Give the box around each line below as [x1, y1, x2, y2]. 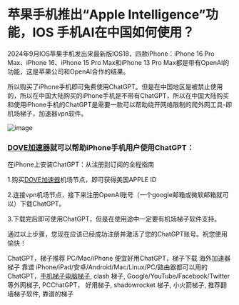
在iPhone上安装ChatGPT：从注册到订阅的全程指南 [7, 160, 155, 169]
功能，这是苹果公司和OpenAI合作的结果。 [7, 67, 130, 76]
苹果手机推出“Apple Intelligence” [7, 6, 206, 23]
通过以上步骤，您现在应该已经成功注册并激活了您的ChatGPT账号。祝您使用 [7, 230, 228, 239]
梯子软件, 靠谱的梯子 [13, 290, 73, 299]
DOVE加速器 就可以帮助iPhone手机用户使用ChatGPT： [7, 142, 195, 152]
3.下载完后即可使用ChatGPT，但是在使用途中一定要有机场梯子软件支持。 [7, 215, 221, 224]
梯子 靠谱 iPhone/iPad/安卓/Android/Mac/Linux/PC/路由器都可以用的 [7, 263, 208, 271]
